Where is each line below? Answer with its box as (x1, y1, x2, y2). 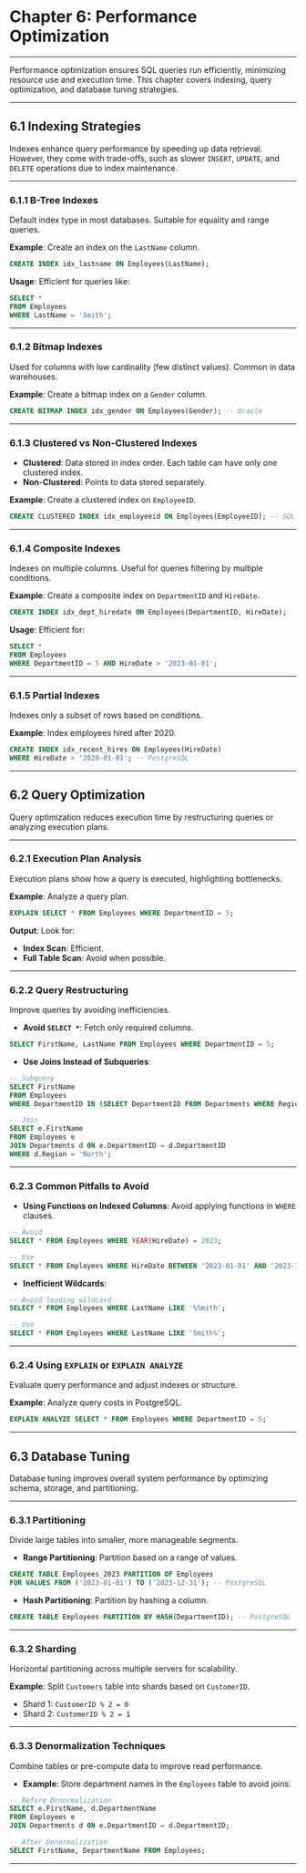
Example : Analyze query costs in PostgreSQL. (9, 1397, 183, 1408)
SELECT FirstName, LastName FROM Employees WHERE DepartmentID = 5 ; (9, 1040, 275, 1050)
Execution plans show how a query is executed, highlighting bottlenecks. (9, 873, 282, 884)
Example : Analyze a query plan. (9, 891, 129, 902)
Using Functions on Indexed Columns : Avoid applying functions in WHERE (22, 1201, 296, 1212)
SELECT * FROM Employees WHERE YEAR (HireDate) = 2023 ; (9, 1236, 222, 1246)
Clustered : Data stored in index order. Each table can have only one (22, 458, 278, 469)
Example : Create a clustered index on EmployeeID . (9, 494, 197, 505)
